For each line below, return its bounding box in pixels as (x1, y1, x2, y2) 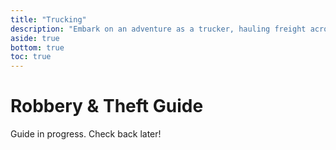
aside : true (10, 33, 60, 43)
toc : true (10, 52, 52, 62)
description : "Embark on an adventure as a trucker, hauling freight (10, 24, 307, 34)
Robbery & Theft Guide (10, 95, 204, 118)
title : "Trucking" (10, 14, 87, 25)
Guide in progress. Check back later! (10, 128, 162, 140)
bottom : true (10, 42, 65, 53)
